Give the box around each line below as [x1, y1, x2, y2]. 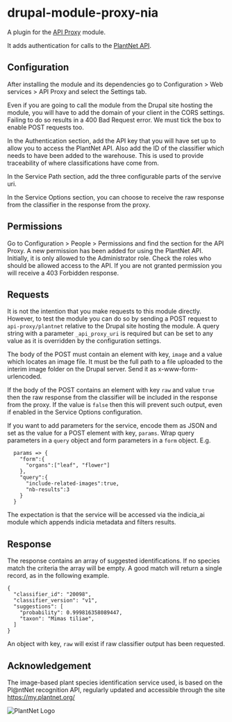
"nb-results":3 [25, 486, 70, 493]
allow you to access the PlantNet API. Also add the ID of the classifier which [7, 144, 224, 152]
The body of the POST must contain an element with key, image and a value [7, 350, 222, 359]
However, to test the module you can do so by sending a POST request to [7, 314, 217, 323]
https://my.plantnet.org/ [7, 693, 75, 701]
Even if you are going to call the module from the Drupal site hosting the [7, 101, 213, 109]
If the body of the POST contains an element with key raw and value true [7, 386, 215, 394]
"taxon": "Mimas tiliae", [19, 616, 95, 623]
